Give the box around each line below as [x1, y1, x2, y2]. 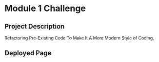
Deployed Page [4, 49, 52, 57]
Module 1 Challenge [4, 3, 86, 14]
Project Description [4, 22, 65, 31]
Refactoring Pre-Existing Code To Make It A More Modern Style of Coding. [4, 35, 154, 41]
